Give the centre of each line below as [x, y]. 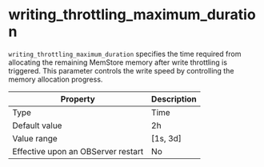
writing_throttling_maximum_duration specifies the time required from [125, 54]
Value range [35, 138]
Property [78, 99]
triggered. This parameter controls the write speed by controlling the [121, 70]
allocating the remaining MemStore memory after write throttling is [118, 62]
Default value [37, 125]
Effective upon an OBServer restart [78, 151]
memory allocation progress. [56, 79]
